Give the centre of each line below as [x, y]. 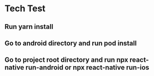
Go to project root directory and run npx [66, 60]
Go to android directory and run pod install [71, 43]
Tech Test [25, 9]
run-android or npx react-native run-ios [88, 67]
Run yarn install [29, 27]
